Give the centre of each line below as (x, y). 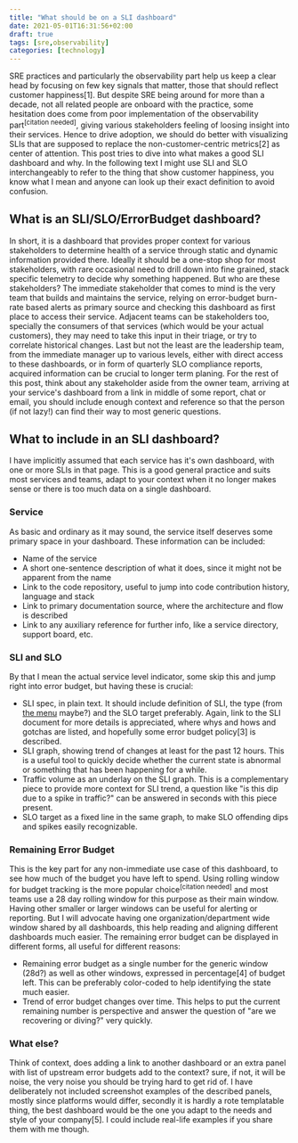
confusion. (29, 191)
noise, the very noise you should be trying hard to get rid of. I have (131, 1082)
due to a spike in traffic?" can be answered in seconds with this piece (149, 798)
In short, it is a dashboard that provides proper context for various (130, 241)
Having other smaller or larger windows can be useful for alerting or (133, 908)
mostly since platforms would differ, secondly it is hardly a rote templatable (147, 1101)
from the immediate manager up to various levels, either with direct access (146, 354)
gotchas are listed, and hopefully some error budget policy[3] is (139, 732)
